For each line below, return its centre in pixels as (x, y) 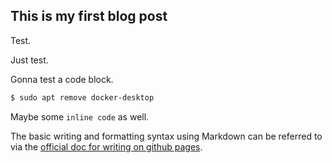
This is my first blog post (89, 16)
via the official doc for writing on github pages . (106, 146)
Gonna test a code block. (62, 79)
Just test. (29, 60)
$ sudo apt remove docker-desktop (82, 97)
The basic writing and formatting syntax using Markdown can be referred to (166, 136)
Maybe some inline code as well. (80, 116)
